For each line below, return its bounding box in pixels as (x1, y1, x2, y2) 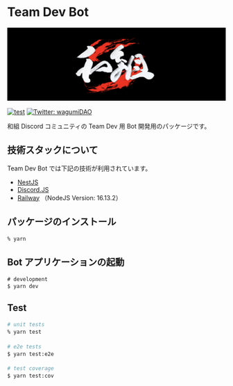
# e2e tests (7, 343, 42, 350)
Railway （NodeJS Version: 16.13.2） (17, 193, 123, 202)
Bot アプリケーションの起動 (7, 256, 125, 268)
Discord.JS (17, 185, 49, 193)
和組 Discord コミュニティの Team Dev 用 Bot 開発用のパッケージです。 (7, 122, 211, 130)
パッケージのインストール (7, 216, 116, 227)
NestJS (17, 178, 39, 186)
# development (7, 276, 49, 283)
